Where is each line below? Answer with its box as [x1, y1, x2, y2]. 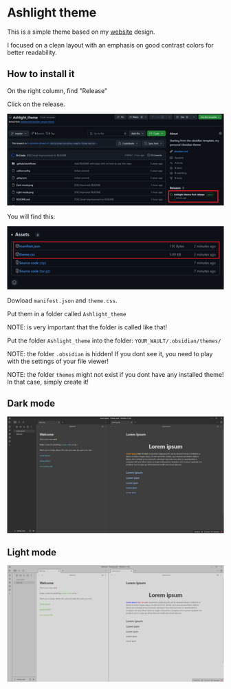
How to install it [7, 68, 75, 80]
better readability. [7, 48, 57, 56]
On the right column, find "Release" [7, 86, 108, 94]
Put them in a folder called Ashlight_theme [7, 310, 126, 318]
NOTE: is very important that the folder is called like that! [7, 323, 167, 331]
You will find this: [7, 212, 56, 221]
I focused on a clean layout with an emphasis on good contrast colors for [7, 41, 214, 49]
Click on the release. [7, 100, 65, 108]
